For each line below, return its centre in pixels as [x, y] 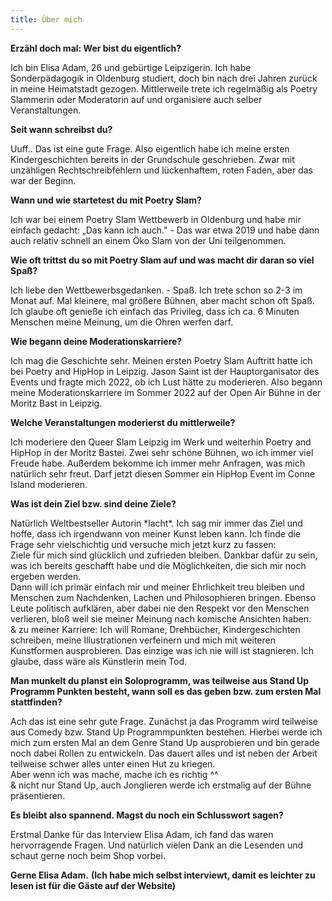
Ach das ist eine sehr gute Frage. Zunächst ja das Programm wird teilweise [164, 721]
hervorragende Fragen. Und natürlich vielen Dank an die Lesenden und [157, 845]
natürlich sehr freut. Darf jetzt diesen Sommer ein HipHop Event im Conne [163, 473]
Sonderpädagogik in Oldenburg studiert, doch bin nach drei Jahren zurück [164, 78]
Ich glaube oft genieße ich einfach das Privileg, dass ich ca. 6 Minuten [155, 311]
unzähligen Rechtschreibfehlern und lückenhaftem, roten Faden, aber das [161, 170]
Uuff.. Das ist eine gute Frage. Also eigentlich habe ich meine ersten [150, 148]
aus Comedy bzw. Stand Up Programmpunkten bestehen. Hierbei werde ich [166, 732]
